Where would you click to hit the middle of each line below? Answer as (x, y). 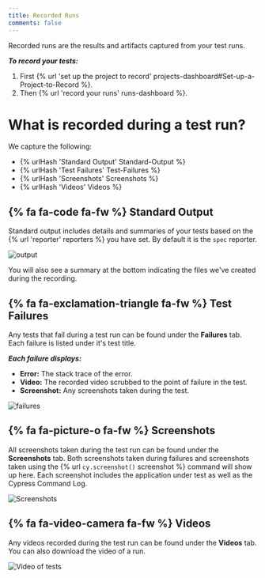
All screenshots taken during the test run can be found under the (114, 450)
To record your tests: (44, 61)
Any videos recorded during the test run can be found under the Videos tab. (132, 542)
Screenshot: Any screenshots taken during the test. (104, 391)
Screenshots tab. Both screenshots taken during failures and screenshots (129, 458)
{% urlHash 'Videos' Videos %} (71, 187)
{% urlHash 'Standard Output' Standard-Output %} (102, 162)
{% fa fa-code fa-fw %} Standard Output (111, 212)
